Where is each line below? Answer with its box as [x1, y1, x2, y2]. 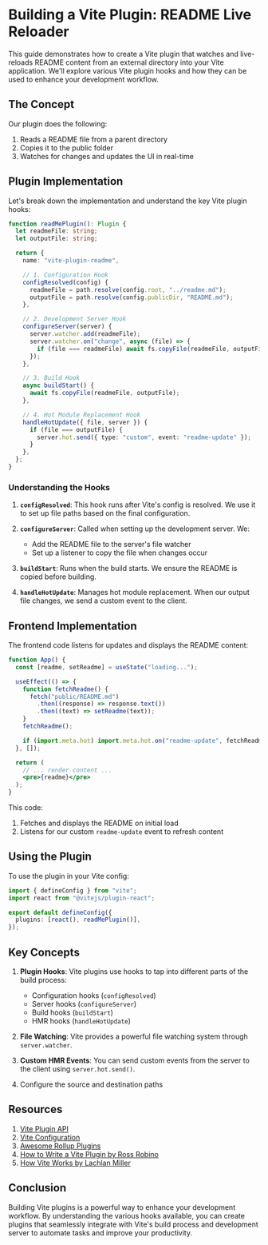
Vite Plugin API [19, 1123, 69, 1133]
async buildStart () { [22, 381, 94, 389]
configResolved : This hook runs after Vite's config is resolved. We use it [19, 500, 256, 509]
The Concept [8, 98, 74, 111]
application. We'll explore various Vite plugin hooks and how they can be [8, 66, 247, 75]
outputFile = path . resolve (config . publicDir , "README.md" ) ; [29, 293, 234, 301]
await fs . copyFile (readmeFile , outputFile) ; [29, 389, 180, 397]
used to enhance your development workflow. [8, 74, 160, 84]
